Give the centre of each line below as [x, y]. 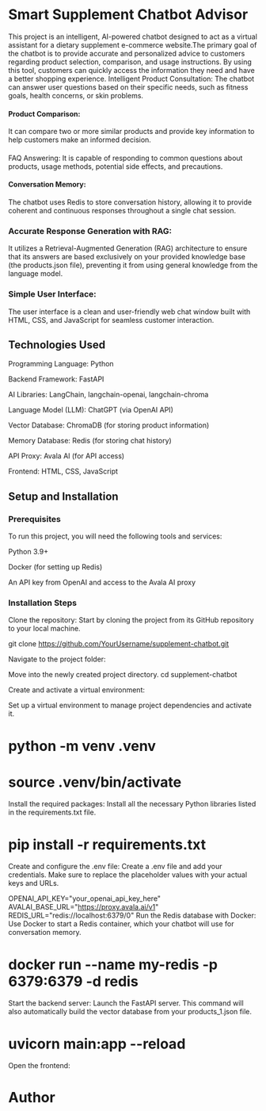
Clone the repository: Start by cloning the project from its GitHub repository [131, 620]
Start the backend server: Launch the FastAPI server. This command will [126, 1003]
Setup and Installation [63, 496]
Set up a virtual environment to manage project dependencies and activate [130, 705]
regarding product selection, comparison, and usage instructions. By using [130, 62]
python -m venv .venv [82, 746]
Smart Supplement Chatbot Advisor [128, 15]
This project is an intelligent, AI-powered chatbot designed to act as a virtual [133, 36]
